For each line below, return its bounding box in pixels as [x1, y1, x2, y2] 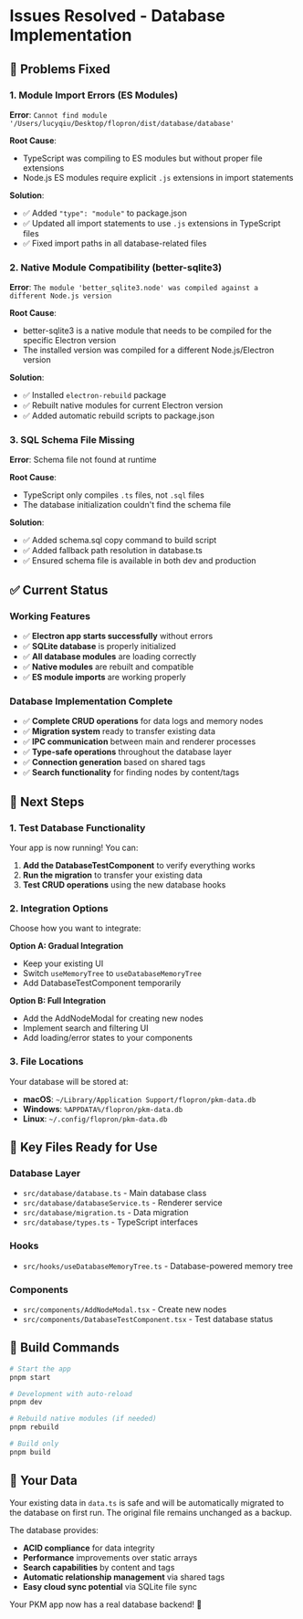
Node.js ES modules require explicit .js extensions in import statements [22, 172, 294, 183]
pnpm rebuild [9, 1423, 59, 1432]
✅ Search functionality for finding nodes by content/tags [22, 767, 240, 778]
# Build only [9, 1439, 59, 1448]
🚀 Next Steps [9, 794, 85, 809]
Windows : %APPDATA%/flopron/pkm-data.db [22, 1103, 183, 1114]
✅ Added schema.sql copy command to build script [22, 535, 217, 546]
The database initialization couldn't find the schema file [22, 499, 231, 510]
